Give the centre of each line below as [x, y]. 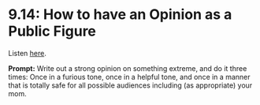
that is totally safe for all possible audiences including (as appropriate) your [130, 85]
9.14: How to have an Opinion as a [120, 15]
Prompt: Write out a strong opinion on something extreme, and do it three [128, 68]
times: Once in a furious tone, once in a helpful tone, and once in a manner [129, 77]
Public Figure [52, 31]
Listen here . [28, 53]
